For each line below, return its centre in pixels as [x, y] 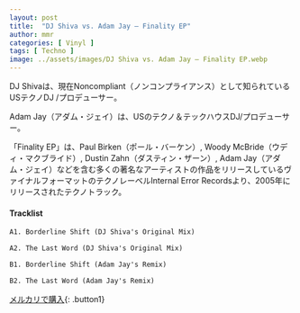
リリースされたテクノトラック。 [68, 192]
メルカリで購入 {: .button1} [57, 299]
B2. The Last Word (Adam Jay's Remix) [82, 281]
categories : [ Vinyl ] [52, 43]
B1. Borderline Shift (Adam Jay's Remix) [88, 264]
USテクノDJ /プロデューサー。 [66, 97]
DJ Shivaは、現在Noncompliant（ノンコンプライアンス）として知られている [150, 86]
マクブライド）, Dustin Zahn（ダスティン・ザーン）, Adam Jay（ [145, 158]
